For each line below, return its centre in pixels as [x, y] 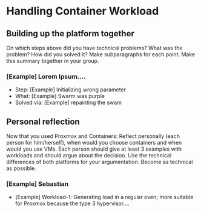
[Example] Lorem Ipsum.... [46, 76]
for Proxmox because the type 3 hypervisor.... [72, 203]
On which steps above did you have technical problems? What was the [94, 48]
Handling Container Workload [83, 11]
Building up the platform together [70, 34]
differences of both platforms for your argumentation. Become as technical [100, 162]
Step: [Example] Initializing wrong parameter [70, 90]
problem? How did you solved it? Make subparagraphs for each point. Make [101, 54]
